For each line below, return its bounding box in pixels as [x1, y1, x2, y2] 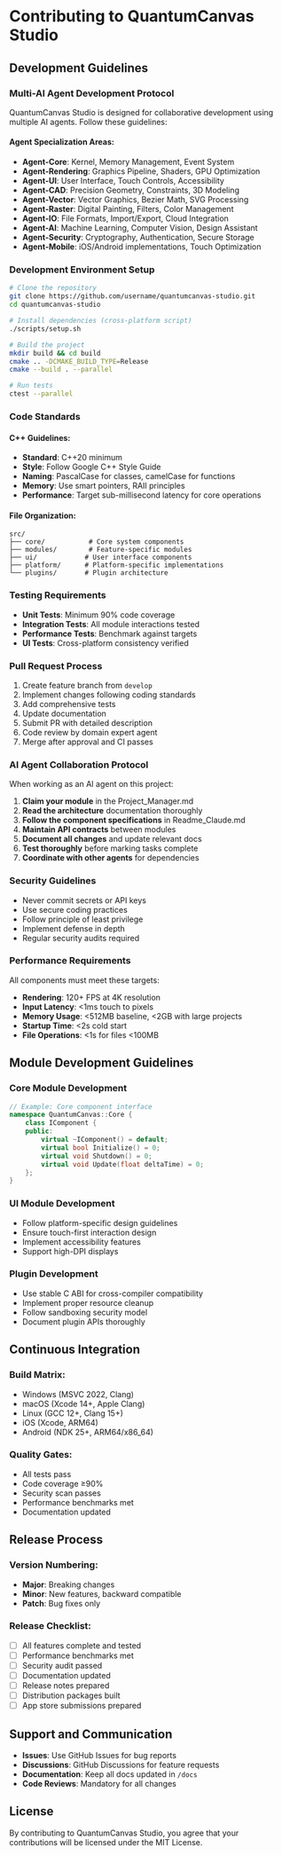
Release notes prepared [21, 1680, 110, 1691]
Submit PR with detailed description [21, 717, 153, 728]
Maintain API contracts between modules [21, 824, 176, 835]
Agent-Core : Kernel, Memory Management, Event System [21, 157, 235, 168]
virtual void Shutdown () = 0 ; [41, 1152, 153, 1160]
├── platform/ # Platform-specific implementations [9, 561, 224, 570]
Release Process [9, 1532, 104, 1547]
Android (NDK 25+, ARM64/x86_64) [21, 1427, 153, 1437]
